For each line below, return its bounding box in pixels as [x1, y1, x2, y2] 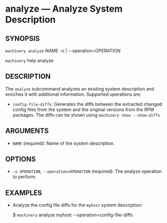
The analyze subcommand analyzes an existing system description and [5, 86, 154, 92]
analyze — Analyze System [5, 3, 123, 15]
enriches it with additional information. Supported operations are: [5, 91, 142, 97]
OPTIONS [5, 155, 36, 163]
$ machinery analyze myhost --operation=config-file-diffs [12, 212, 133, 218]
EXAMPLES [5, 188, 42, 197]
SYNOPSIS [5, 34, 40, 43]
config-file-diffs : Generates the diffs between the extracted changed [12, 101, 162, 107]
